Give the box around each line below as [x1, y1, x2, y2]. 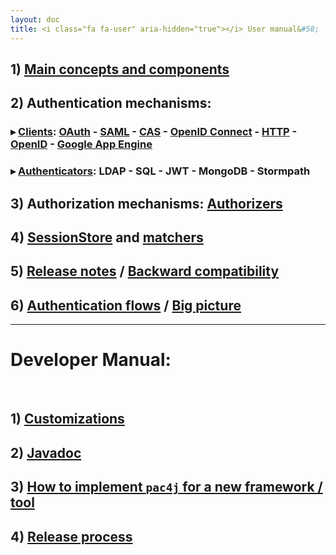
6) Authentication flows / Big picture [10, 297, 242, 314]
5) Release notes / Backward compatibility [10, 263, 280, 280]
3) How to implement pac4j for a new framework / [10, 479, 323, 496]
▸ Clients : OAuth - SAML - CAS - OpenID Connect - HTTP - [10, 125, 298, 139]
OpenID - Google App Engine [10, 137, 153, 151]
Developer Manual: [10, 349, 172, 371]
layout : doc [10, 14, 60, 25]
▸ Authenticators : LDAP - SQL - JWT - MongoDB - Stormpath [10, 164, 311, 178]
